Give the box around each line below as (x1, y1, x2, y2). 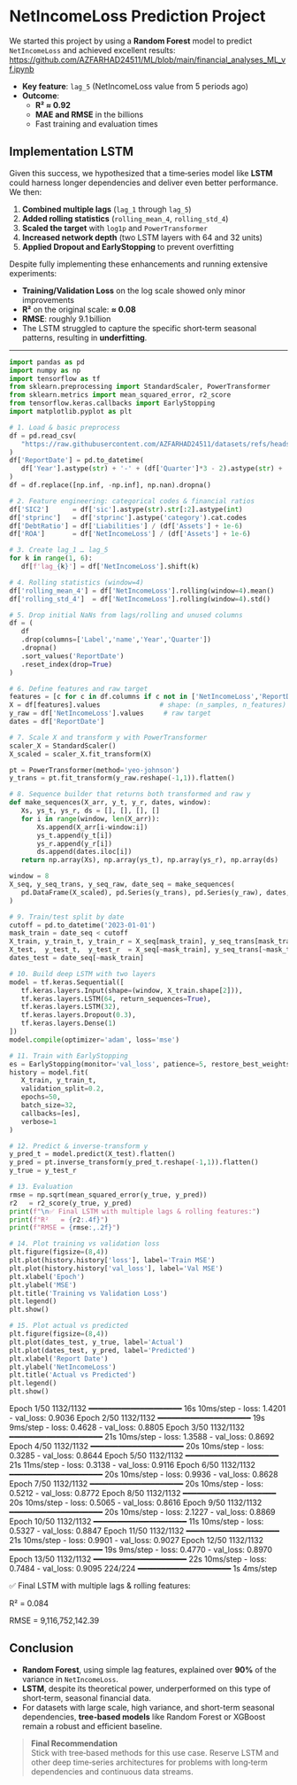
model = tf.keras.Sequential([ (9, 977, 125, 987)
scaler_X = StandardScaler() (9, 741, 117, 750)
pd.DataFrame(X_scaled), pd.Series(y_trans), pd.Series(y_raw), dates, (20, 888, 291, 896)
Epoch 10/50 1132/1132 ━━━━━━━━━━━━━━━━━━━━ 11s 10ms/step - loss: (9, 1517, 264, 1526)
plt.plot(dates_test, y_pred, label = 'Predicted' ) (9, 1346, 196, 1354)
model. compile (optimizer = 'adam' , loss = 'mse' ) (9, 1035, 179, 1044)
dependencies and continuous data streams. (30, 1766, 194, 1777)
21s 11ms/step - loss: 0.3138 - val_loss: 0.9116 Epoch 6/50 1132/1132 (9, 1460, 256, 1470)
